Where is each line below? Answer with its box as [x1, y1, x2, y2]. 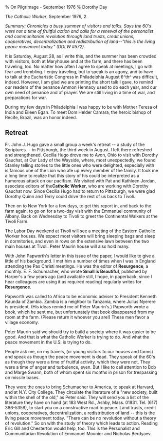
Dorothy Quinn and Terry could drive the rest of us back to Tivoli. [5, 193, 135, 199]
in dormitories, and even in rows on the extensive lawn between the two [5, 238, 149, 244]
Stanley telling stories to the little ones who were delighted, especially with [5, 162, 155, 168]
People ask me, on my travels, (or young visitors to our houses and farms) [5, 348, 153, 354]
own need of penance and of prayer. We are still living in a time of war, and [5, 90, 155, 95]
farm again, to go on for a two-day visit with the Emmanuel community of [5, 208, 152, 214]
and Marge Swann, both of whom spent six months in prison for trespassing [5, 369, 157, 375]
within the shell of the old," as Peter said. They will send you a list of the [5, 394, 149, 400]
